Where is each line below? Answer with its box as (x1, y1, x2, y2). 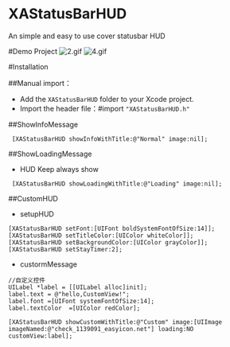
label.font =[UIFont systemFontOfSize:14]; (8, 297, 155, 305)
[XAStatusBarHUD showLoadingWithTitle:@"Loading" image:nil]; (11, 180, 223, 188)
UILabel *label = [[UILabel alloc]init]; (8, 283, 148, 291)
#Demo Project (8, 46, 58, 56)
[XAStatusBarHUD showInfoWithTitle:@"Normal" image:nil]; (11, 135, 209, 143)
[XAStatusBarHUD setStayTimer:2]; (8, 245, 123, 253)
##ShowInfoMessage (8, 119, 78, 129)
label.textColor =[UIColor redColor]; (8, 304, 141, 312)
